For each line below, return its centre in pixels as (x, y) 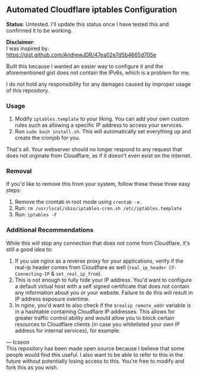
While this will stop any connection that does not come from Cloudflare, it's (98, 243)
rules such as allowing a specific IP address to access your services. (99, 125)
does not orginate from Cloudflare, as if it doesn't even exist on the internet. (99, 156)
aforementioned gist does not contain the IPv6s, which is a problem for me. (98, 72)
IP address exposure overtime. (52, 299)
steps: (14, 191)
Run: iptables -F (36, 214)
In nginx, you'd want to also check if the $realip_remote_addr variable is (103, 305)
